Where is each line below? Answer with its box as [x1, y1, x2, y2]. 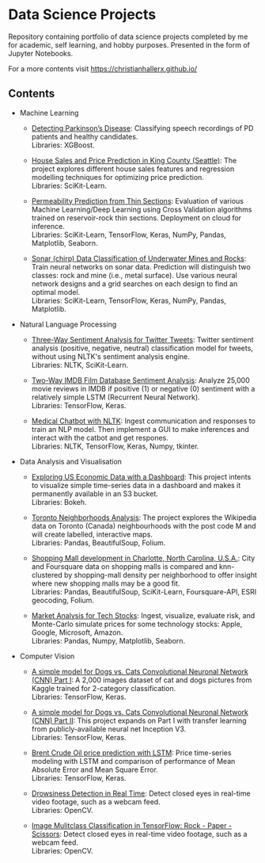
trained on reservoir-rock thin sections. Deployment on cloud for [31, 212, 242, 223]
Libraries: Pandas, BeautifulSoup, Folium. [31, 537, 166, 548]
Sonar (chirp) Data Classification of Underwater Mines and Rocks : [31, 254, 247, 263]
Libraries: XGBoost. [31, 140, 95, 150]
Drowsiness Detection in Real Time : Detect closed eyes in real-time [31, 789, 251, 798]
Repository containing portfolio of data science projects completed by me [8, 32, 248, 41]
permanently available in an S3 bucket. [31, 489, 158, 498]
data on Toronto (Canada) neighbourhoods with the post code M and [31, 521, 256, 530]
